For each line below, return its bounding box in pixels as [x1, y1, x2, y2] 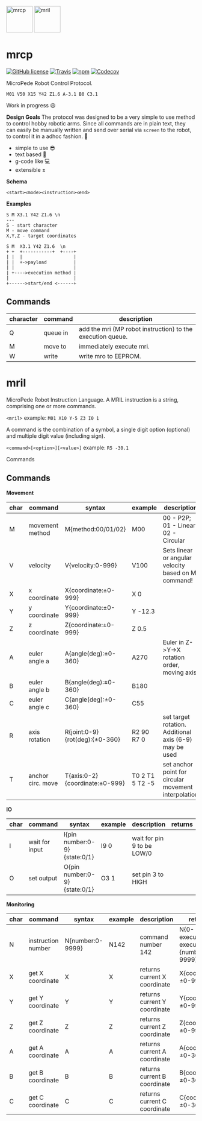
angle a [28, 657, 49, 665]
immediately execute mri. [79, 342, 150, 350]
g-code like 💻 [14, 157, 50, 165]
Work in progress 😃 [6, 101, 56, 109]
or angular [162, 554, 192, 562]
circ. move [28, 778, 58, 787]
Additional [162, 727, 192, 736]
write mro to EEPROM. [79, 352, 141, 360]
